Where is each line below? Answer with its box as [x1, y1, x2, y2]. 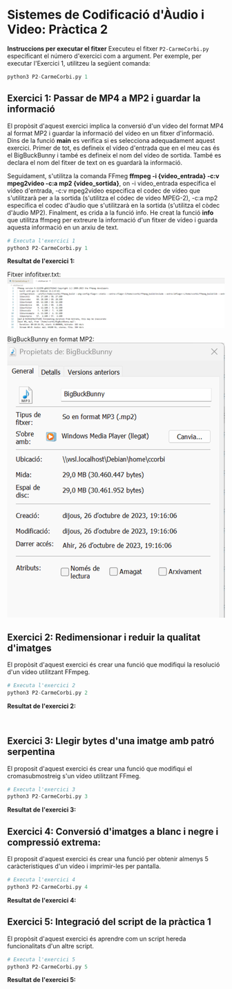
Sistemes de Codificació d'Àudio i [7, 7, 205, 23]
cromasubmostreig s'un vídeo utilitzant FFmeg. [7, 771, 142, 780]
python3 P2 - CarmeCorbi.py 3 [7, 793, 88, 800]
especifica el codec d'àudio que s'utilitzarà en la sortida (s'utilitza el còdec [7, 201, 220, 209]
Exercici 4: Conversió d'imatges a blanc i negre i [7, 825, 219, 837]
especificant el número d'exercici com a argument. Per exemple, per [7, 52, 202, 60]
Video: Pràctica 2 [7, 21, 108, 37]
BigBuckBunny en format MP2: [7, 335, 95, 343]
